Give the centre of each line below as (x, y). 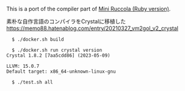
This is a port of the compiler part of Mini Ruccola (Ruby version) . (89, 9)
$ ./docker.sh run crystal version (57, 50)
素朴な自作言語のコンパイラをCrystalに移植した (66, 21)
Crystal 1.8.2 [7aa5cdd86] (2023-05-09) (59, 56)
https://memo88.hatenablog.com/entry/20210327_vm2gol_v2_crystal (92, 28)
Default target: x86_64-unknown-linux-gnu (61, 71)
